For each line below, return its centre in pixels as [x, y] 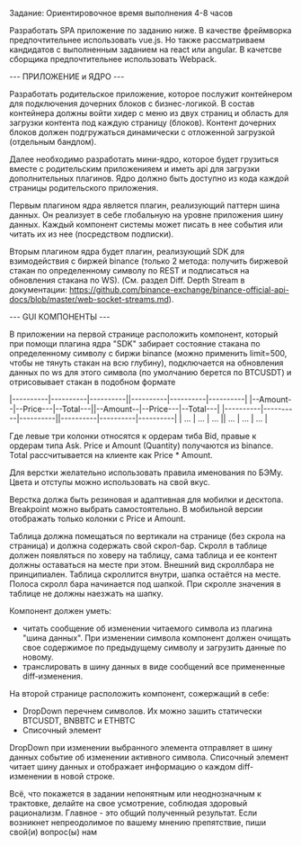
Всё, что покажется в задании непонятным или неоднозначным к [136, 794]
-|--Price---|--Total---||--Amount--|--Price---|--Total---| [115, 409]
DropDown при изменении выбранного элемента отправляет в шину [141, 747]
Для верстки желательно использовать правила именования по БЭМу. [146, 472]
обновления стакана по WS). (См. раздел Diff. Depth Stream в [127, 280]
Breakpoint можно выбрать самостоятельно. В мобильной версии [136, 509]
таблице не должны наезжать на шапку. [86, 594]
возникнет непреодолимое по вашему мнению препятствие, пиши [138, 822]
